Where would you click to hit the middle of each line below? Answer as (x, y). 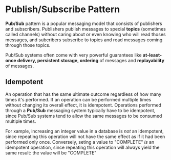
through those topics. (28, 45)
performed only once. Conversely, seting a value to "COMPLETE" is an (80, 142)
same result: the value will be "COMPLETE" (51, 153)
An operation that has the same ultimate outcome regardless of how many (83, 94)
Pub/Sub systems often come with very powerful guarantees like (73, 55)
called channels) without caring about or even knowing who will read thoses (85, 34)
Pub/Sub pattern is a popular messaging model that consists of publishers (84, 23)
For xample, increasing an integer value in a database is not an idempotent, (84, 131)
